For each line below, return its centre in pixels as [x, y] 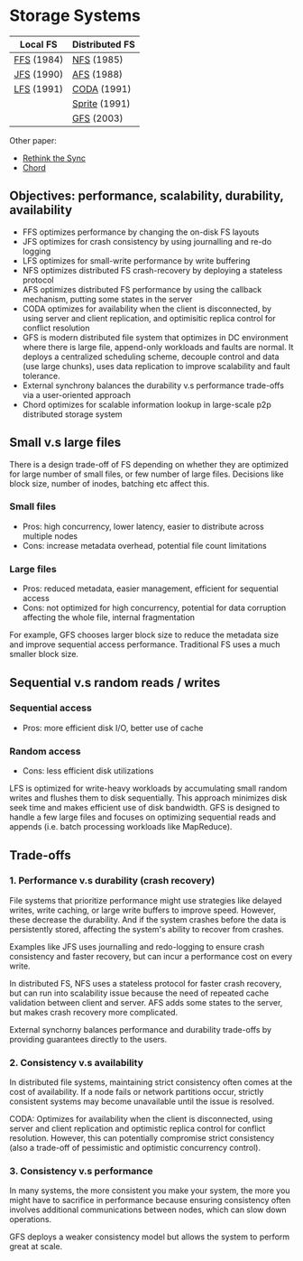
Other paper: [33, 140]
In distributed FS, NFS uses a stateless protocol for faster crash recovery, [146, 983]
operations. [31, 1219]
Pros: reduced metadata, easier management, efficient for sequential [150, 589]
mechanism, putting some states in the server [107, 299]
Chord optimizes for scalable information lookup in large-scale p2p [147, 404]
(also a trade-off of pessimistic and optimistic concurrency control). [135, 1148]
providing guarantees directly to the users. [88, 1039]
